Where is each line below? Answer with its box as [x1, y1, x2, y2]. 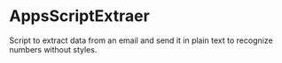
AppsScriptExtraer [9, 6, 151, 26]
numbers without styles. [9, 44, 98, 54]
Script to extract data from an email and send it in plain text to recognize [9, 35, 273, 45]
